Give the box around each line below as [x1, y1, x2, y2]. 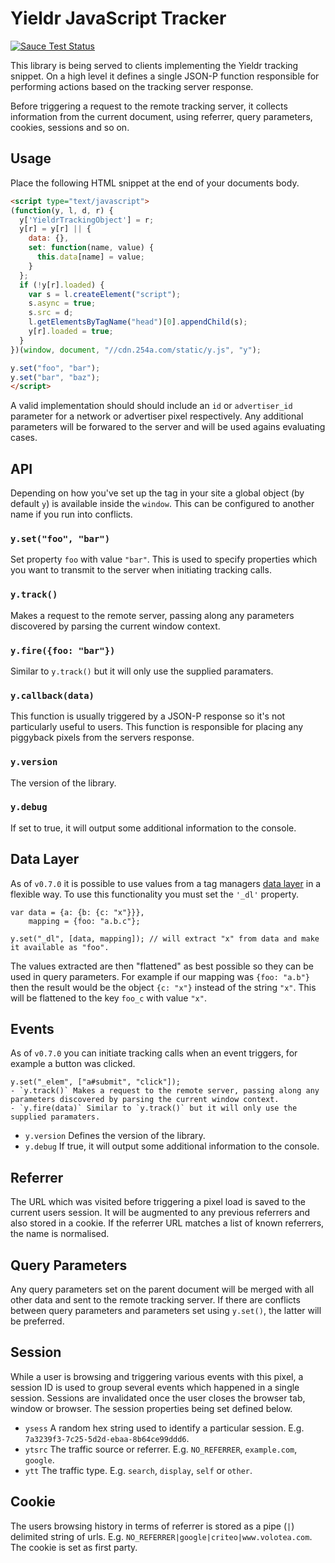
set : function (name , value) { [28, 243, 155, 253]
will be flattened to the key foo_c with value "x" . [10, 992, 207, 1004]
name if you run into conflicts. [10, 508, 133, 521]
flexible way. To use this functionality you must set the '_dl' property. [10, 888, 299, 900]
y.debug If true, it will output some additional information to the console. [24, 1140, 320, 1152]
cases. [10, 432, 38, 444]
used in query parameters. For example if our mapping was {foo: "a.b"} [10, 970, 310, 982]
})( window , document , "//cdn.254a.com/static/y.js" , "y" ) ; [10, 345, 262, 355]
